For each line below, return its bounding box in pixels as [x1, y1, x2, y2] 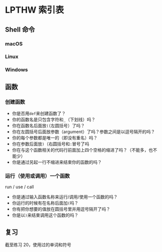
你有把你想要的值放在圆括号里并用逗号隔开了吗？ [12, 206, 110, 212]
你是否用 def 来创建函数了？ [12, 111, 66, 116]
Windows [5, 66, 28, 73]
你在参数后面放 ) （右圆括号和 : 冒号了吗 [12, 141, 90, 147]
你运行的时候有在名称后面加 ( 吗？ [12, 200, 79, 206]
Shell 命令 [5, 25, 35, 34]
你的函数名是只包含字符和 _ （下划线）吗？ [12, 116, 96, 122]
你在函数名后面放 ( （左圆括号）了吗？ [12, 123, 85, 129]
